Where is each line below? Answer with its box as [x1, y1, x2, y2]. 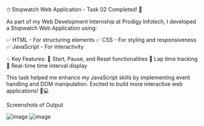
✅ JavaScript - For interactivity [6, 43, 84, 50]
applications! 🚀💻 [6, 87, 49, 94]
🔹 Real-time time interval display [6, 62, 88, 69]
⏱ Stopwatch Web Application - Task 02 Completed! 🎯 [6, 6, 142, 13]
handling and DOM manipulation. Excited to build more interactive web [6, 80, 183, 88]
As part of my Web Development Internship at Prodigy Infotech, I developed [6, 18, 197, 25]
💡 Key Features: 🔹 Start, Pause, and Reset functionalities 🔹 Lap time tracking [6, 55, 198, 62]
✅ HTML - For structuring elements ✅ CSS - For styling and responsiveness [6, 37, 197, 43]
